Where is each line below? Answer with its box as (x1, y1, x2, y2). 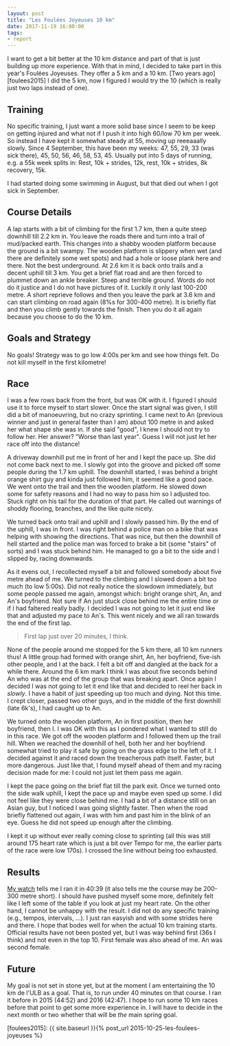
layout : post (7, 10, 45, 17)
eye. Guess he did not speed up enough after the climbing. (7, 818, 173, 826)
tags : (7, 29, 23, 36)
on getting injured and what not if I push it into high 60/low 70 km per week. (7, 129, 222, 138)
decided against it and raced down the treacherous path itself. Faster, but (7, 754, 215, 762)
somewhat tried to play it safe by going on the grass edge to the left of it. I (7, 747, 216, 755)
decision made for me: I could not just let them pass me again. (7, 769, 183, 777)
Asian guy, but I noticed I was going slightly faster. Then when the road (7, 804, 208, 812)
